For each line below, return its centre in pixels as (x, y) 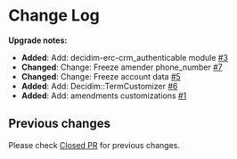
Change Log (54, 16)
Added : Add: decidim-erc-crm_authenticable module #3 (125, 57)
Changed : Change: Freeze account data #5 (101, 76)
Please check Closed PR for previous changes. (94, 145)
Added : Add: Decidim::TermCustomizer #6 (99, 86)
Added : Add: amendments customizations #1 (104, 96)
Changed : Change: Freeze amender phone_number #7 (122, 67)
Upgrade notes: (38, 40)
